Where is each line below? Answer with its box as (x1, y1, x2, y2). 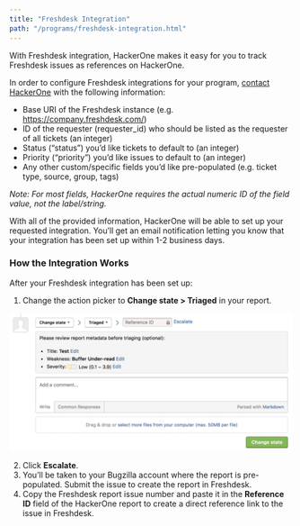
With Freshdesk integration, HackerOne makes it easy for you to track (9, 50, 268, 60)
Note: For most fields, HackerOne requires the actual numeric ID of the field (9, 188, 290, 199)
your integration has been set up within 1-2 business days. (9, 234, 225, 245)
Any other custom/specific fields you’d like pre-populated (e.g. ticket (22, 161, 277, 172)
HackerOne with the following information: (9, 86, 166, 97)
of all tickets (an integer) (22, 132, 113, 143)
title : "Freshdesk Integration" (9, 14, 130, 23)
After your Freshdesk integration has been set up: (9, 277, 193, 288)
